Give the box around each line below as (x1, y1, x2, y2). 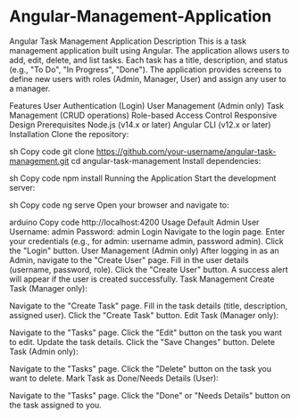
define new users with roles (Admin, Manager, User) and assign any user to (9, 73, 287, 84)
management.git (9, 155, 70, 166)
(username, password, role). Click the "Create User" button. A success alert (9, 264, 288, 275)
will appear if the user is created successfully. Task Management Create (9, 274, 275, 284)
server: (9, 182, 36, 193)
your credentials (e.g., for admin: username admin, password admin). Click (9, 235, 284, 246)
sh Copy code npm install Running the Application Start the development (9, 172, 277, 184)
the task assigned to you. (9, 399, 103, 410)
